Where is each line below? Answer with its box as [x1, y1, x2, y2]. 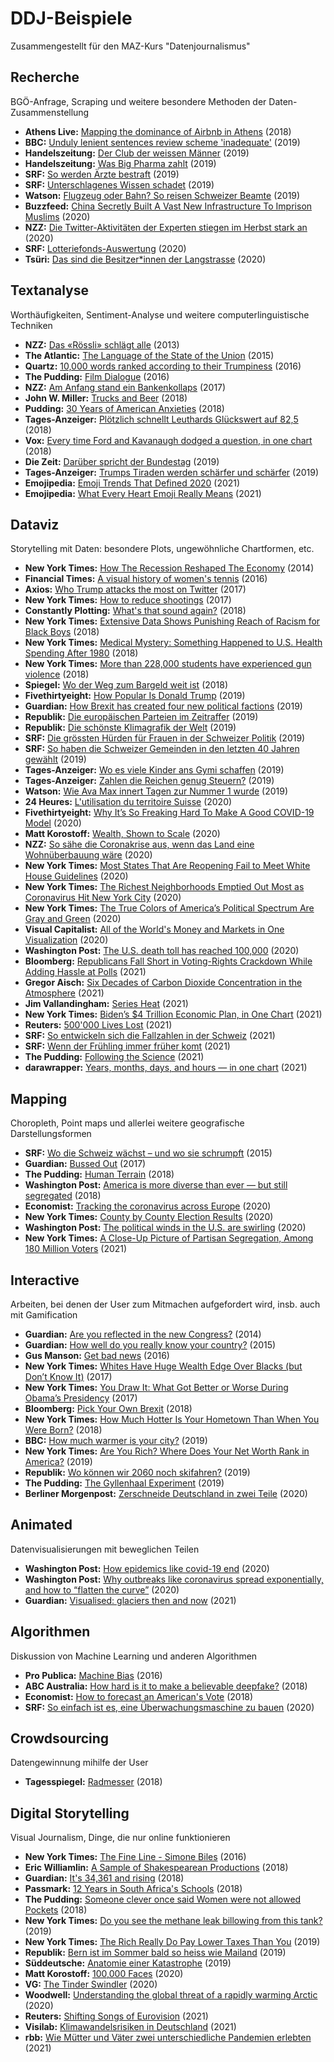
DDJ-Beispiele [10, 7, 133, 30]
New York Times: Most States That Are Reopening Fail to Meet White [24, 860, 311, 872]
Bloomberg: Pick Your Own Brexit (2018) [24, 1403, 193, 1414]
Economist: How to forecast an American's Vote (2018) [24, 1690, 254, 1702]
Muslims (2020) [24, 210, 91, 222]
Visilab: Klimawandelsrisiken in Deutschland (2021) [24, 2021, 237, 2033]
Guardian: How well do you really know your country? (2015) [24, 1339, 277, 1351]
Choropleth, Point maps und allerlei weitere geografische [10, 1117, 245, 1129]
